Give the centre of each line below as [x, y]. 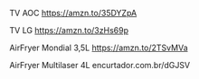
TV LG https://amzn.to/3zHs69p [69, 30]
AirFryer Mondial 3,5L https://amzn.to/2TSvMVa [99, 48]
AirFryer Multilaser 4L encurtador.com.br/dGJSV [100, 65]
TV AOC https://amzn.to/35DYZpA [73, 13]
